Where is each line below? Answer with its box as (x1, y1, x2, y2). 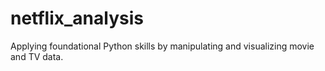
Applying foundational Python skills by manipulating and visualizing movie (10, 40, 315, 52)
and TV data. (10, 50, 64, 62)
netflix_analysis (10, 7, 144, 30)
